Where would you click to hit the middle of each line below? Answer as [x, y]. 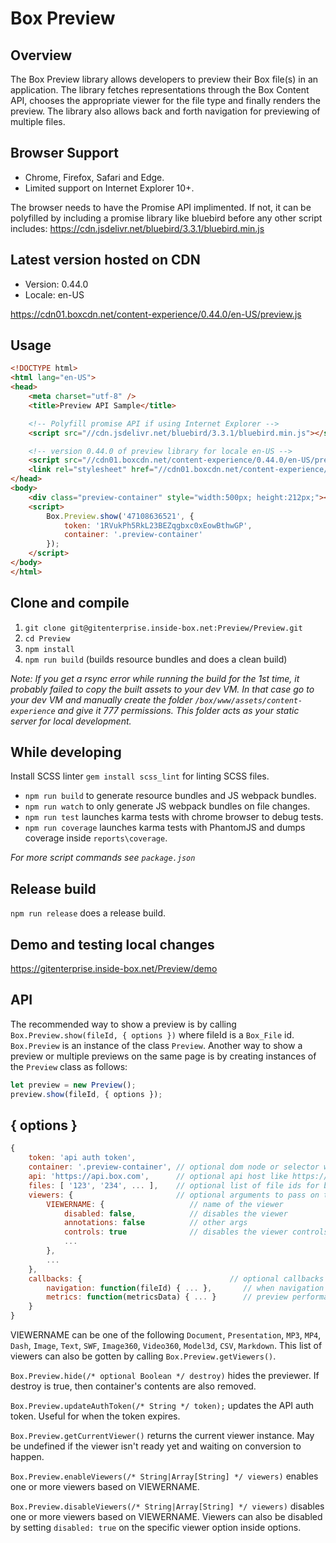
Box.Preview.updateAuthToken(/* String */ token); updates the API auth [162, 1406]
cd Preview [47, 638]
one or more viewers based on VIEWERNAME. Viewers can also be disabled [166, 1517]
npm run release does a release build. [88, 913]
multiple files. [38, 121]
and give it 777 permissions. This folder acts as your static [178, 710]
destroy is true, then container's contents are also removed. [133, 1386]
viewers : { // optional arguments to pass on [174, 1195]
